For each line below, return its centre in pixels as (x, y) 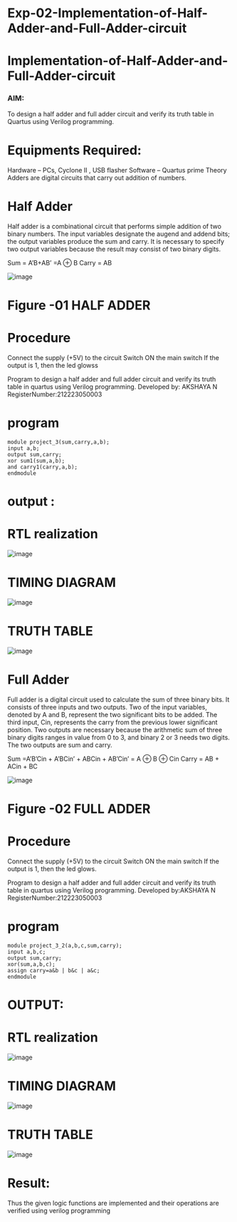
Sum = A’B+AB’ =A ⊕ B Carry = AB (60, 262)
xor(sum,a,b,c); (31, 964)
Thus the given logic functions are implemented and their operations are (113, 1203)
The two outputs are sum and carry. (60, 745)
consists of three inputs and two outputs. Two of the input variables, (107, 707)
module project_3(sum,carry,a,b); (59, 442)
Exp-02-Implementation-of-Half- (108, 13)
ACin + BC (22, 766)
